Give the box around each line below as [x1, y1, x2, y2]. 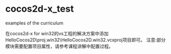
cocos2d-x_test [5, 3, 74, 15]
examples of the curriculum [5, 20, 64, 26]
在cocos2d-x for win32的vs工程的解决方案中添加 [5, 30, 109, 36]
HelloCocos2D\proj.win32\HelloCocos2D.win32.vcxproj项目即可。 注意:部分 [5, 37, 166, 43]
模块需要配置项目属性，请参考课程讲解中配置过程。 [5, 43, 113, 49]
